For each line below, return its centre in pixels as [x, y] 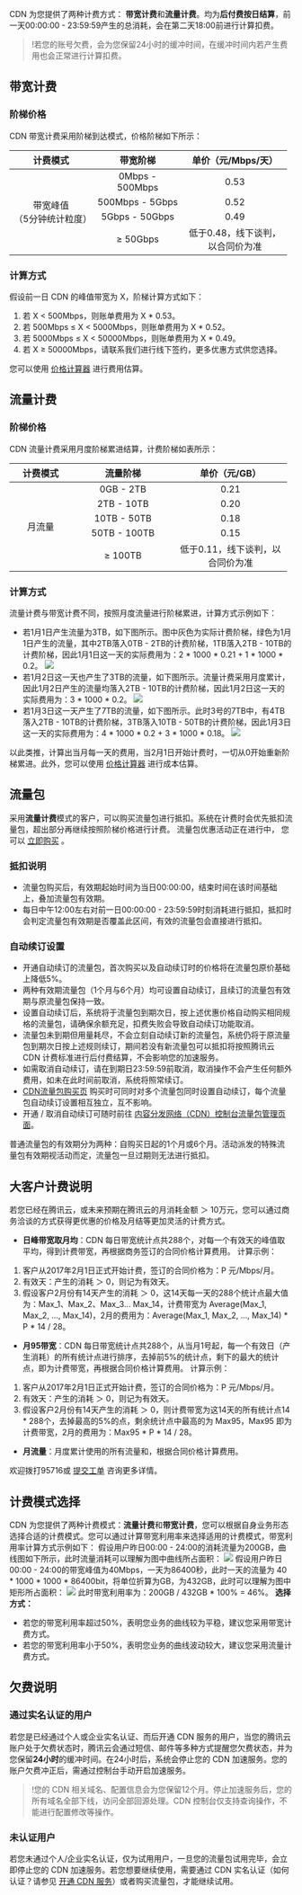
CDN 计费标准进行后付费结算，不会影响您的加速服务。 [123, 1058]
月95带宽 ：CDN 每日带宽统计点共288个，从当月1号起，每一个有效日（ [152, 1346]
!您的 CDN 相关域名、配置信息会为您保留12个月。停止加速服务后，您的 [161, 1789]
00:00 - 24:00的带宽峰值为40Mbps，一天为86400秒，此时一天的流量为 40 [148, 1570]
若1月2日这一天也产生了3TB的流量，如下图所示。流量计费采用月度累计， [156, 677]
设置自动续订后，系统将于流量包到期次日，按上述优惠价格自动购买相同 [152, 1013]
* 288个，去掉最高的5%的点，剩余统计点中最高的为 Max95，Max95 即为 [157, 1421]
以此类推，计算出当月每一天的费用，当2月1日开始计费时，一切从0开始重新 [146, 752]
